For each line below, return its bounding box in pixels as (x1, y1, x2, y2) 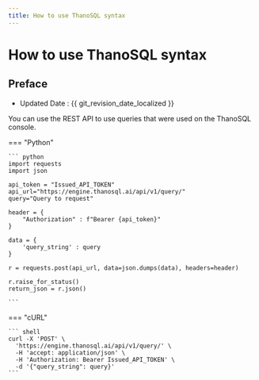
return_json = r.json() (8, 285, 87, 293)
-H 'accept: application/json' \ (15, 348, 126, 357)
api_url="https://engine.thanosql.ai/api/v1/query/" (8, 187, 186, 195)
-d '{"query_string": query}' (15, 363, 115, 370)
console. (8, 122, 37, 132)
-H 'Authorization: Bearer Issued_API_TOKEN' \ (15, 355, 176, 363)
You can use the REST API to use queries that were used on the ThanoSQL (8, 113, 252, 123)
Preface (8, 77, 48, 91)
